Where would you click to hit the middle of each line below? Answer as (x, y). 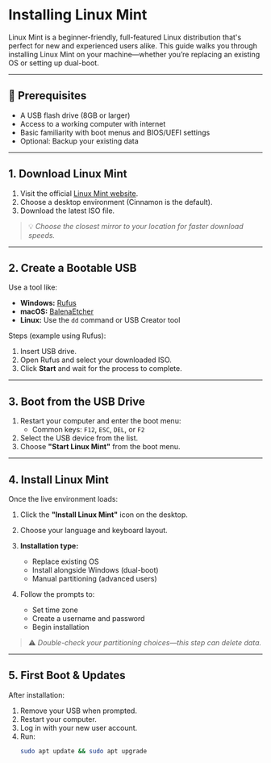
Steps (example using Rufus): (57, 336)
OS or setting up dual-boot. (54, 63)
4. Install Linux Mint (58, 479)
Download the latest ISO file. (67, 211)
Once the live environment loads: (63, 499)
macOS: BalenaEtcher (57, 311)
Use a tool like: (33, 287)
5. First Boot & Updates (67, 675)
